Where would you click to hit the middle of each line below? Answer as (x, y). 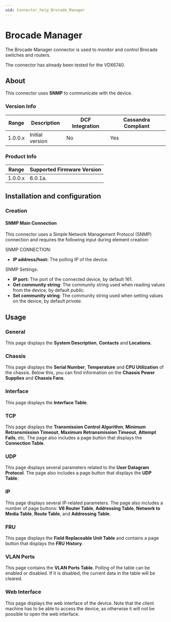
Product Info (21, 156)
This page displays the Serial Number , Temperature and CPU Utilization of (84, 367)
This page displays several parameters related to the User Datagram (77, 468)
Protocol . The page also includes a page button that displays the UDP (78, 473)
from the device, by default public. (49, 290)
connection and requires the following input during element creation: (77, 240)
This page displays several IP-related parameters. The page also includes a (84, 503)
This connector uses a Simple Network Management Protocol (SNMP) (78, 234)
